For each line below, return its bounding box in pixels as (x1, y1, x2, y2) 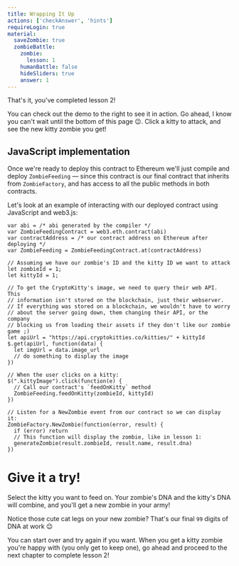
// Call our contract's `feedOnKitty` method (14, 384, 152, 391)
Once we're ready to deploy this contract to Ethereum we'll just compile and (7, 164, 230, 173)
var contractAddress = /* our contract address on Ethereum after (7, 235, 208, 242)
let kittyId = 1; (7, 272, 59, 279)
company (7, 316, 31, 323)
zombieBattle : (14, 43, 55, 50)
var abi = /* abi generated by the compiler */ (7, 222, 152, 230)
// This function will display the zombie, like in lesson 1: (14, 434, 202, 441)
